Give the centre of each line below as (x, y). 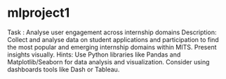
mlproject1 (39, 13)
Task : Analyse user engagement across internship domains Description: (112, 32)
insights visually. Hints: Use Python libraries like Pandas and (94, 55)
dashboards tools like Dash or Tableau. (64, 69)
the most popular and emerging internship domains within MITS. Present (112, 47)
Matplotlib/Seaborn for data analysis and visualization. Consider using (108, 62)
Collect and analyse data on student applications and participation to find (113, 39)
